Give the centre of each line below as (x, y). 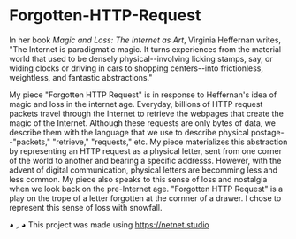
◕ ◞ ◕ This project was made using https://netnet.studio (109, 224)
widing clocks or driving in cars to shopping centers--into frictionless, (136, 68)
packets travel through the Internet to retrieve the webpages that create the (147, 113)
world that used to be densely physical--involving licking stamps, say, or (141, 58)
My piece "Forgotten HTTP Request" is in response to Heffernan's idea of (143, 95)
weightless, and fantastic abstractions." (81, 77)
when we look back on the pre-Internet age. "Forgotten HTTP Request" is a (146, 189)
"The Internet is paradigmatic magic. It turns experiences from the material (145, 49)
